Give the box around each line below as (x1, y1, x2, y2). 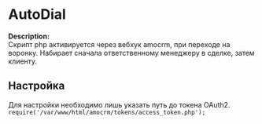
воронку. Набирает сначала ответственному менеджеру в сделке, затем (8, 48, 255, 57)
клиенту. (8, 57, 38, 66)
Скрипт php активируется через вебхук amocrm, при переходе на (8, 39, 231, 49)
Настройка (8, 79, 65, 93)
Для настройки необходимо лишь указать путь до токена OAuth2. (8, 100, 231, 109)
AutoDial (8, 5, 67, 24)
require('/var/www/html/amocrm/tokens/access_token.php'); (8, 108, 206, 116)
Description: (8, 31, 50, 41)
